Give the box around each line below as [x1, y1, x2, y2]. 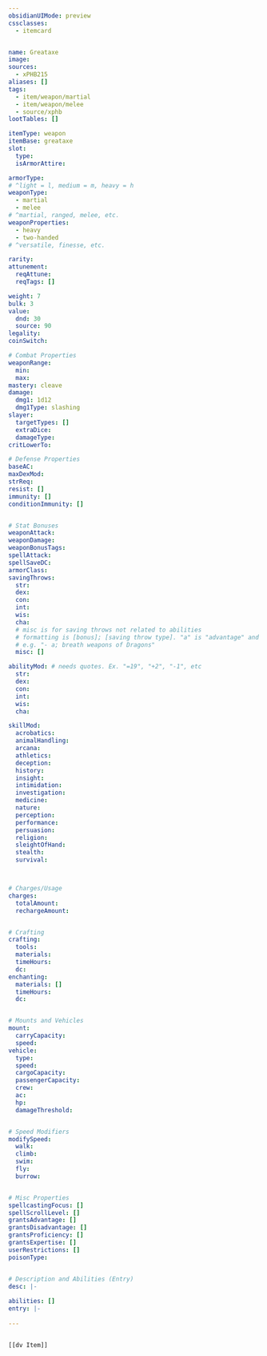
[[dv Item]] [8, 1341, 48, 1349]
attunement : [8, 263, 48, 271]
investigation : [15, 789, 66, 797]
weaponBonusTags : [8, 544, 66, 552]
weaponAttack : [8, 529, 56, 537]
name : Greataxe [8, 48, 59, 56]
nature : [15, 804, 42, 812]
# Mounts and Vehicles [8, 1017, 84, 1025]
